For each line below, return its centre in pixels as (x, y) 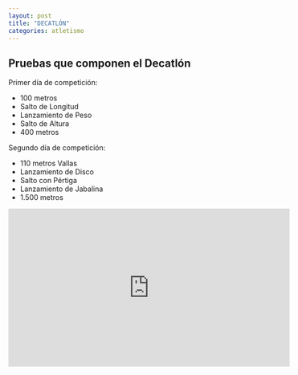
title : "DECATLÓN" (39, 23)
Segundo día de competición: (57, 148)
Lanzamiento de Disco (57, 172)
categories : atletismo (46, 31)
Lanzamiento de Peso (56, 115)
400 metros (39, 132)
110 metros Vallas (49, 163)
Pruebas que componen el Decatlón (100, 63)
